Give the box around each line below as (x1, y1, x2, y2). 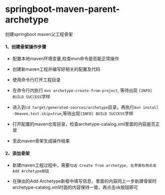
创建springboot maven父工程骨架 (5, 31, 73, 37)
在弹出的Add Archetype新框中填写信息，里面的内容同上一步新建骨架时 (12, 178, 157, 184)
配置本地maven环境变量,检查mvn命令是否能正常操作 (12, 56, 119, 62)
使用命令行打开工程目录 (12, 77, 61, 83)
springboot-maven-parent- (5, 3, 120, 15)
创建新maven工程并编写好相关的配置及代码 (12, 66, 100, 72)
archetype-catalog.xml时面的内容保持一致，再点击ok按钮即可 (12, 185, 138, 191)
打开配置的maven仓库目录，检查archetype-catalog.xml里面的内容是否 (12, 121, 156, 127)
